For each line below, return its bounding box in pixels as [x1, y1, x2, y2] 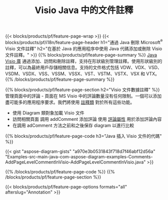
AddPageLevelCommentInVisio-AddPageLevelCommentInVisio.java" [5, 159, 146, 165]
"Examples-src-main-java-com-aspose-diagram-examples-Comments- [5, 153, 153, 159]
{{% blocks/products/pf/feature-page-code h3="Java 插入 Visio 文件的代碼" [5, 133, 162, 139]
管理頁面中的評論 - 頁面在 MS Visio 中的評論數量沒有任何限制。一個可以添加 [5, 93, 161, 99]
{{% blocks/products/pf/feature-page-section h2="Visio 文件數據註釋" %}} [5, 86, 160, 93]
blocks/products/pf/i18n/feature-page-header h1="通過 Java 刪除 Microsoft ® [5, 39, 163, 45]
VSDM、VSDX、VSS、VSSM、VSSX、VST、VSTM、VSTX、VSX [5, 71, 140, 77]
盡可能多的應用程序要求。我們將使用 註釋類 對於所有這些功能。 [5, 99, 135, 105]
